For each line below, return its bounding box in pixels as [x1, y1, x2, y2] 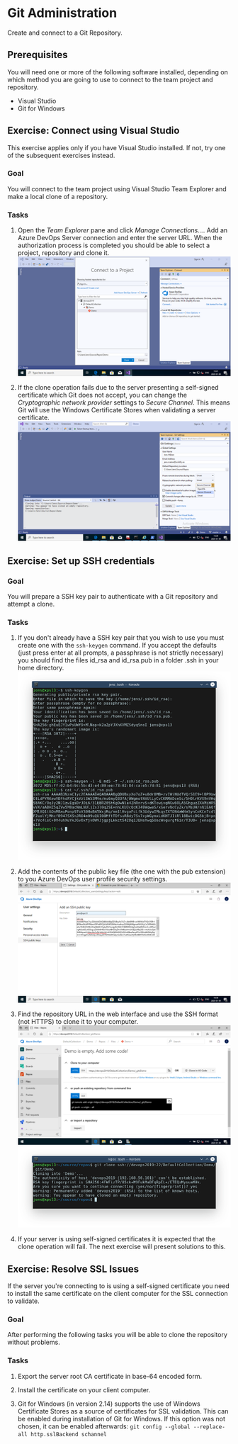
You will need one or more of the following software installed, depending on [7, 67, 229, 76]
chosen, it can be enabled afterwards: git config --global [17, 1422, 191, 1431]
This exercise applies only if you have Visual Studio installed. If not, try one [7, 143, 226, 152]
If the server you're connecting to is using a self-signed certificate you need [7, 1281, 230, 1290]
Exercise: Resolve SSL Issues [7, 1263, 140, 1275]
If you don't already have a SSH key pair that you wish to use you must [17, 633, 225, 642]
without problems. [7, 1338, 60, 1347]
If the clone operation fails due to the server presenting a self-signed [17, 383, 219, 392]
